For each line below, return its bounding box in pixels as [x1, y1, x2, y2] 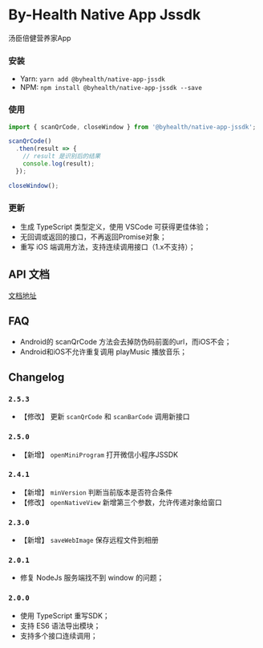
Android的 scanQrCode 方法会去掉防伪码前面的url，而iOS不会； [19, 336, 232, 346]
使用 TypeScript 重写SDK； [19, 610, 110, 620]
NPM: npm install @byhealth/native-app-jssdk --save [19, 83, 203, 92]
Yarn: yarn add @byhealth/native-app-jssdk [19, 74, 166, 84]
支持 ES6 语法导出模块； [19, 621, 101, 630]
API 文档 [8, 267, 51, 282]
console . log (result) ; [22, 160, 95, 168]
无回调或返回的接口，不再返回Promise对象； [19, 231, 167, 242]
